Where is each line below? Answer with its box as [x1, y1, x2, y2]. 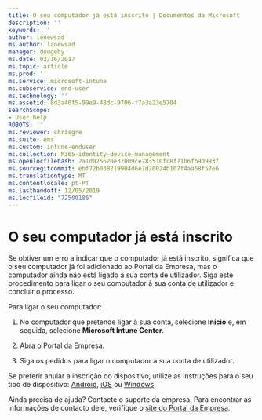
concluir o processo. [8, 287, 75, 297]
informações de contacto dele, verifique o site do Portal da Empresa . [8, 404, 231, 413]
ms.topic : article [8, 63, 68, 71]
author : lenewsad [8, 33, 65, 42]
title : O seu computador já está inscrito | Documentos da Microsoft [8, 11, 241, 20]
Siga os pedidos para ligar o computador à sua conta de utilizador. [19, 356, 235, 366]
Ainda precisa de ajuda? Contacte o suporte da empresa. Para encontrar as [8, 395, 252, 404]
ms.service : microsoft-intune [8, 77, 107, 85]
